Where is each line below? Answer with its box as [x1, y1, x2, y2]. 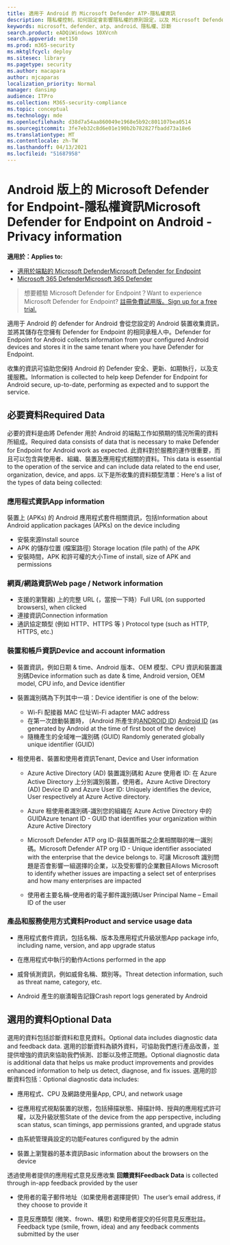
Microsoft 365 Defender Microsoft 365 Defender [16, 274, 153, 283]
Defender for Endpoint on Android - [7, 214, 212, 230]
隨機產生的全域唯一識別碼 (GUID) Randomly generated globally [27, 732, 205, 741]
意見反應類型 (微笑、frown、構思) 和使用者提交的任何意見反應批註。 [16, 1215, 209, 1223]
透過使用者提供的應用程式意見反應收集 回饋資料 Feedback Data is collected [7, 1171, 218, 1179]
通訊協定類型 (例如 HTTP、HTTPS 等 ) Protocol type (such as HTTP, [16, 620, 209, 628]
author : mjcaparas [7, 73, 60, 81]
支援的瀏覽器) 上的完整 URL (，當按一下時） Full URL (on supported [16, 595, 205, 604]
